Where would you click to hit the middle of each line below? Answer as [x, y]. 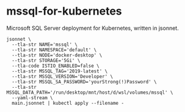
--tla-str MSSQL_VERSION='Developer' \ [63, 76]
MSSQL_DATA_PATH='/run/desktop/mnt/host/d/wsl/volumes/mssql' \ [90, 93]
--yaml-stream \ [32, 98]
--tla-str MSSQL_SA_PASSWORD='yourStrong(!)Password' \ [84, 82]
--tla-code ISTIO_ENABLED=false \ [56, 66]
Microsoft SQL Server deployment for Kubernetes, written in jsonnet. [92, 28]
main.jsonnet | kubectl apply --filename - [68, 103]
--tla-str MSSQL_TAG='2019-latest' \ [60, 71]
